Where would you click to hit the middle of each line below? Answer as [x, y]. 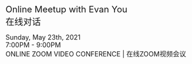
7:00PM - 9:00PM [33, 45]
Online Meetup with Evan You [66, 10]
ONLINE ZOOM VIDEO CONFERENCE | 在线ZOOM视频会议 [96, 54]
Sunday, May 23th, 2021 [43, 37]
